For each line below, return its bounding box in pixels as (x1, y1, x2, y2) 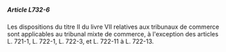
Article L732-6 (7, 5, 50, 14)
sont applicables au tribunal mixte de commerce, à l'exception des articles (7, 29, 219, 38)
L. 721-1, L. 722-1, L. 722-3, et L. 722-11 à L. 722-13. (7, 37, 154, 45)
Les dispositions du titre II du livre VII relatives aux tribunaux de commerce (7, 23, 220, 31)
